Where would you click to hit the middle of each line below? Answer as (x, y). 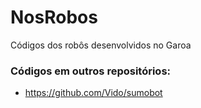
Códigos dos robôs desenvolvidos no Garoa (101, 45)
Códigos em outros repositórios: (91, 71)
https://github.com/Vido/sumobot (93, 93)
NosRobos (54, 17)
